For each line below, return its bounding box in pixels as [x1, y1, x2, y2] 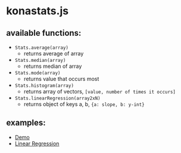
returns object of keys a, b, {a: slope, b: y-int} [23, 101, 145, 108]
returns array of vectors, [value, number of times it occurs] [23, 88, 176, 95]
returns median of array [23, 63, 82, 70]
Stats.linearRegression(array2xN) [14, 95, 101, 101]
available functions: [6, 28, 82, 38]
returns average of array [23, 50, 84, 57]
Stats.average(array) [14, 45, 68, 51]
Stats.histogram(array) [14, 83, 74, 89]
